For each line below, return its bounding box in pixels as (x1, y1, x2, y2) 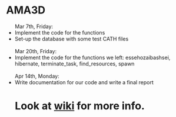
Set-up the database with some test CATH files (14, 35, 129, 42)
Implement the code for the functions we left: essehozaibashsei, (14, 54, 171, 61)
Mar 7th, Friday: (14, 23, 54, 30)
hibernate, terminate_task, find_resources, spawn (14, 60, 135, 67)
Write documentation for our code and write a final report (14, 78, 154, 85)
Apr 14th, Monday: (14, 73, 60, 80)
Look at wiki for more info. (14, 99, 145, 113)
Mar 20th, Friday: (14, 47, 57, 54)
